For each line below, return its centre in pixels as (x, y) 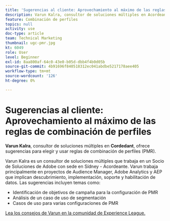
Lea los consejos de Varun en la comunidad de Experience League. (75, 213)
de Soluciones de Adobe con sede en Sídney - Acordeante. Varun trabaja (82, 166)
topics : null (19, 24)
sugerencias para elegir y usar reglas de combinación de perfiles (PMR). (81, 151)
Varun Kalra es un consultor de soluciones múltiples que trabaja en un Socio (85, 161)
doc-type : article (25, 33)
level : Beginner (22, 57)
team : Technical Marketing (34, 39)
